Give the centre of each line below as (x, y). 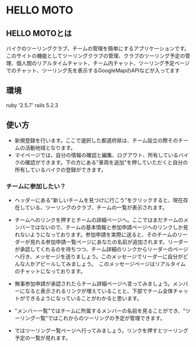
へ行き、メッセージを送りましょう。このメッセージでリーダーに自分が (99, 256)
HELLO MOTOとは (39, 33)
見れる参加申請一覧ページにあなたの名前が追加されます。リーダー (109, 241)
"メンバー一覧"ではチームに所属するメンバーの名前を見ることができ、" (100, 311)
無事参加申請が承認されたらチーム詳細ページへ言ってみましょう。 (94, 283)
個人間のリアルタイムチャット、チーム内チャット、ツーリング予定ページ (103, 63)
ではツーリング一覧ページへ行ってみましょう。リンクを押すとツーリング (101, 330)
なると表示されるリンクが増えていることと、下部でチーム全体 (99, 291)
